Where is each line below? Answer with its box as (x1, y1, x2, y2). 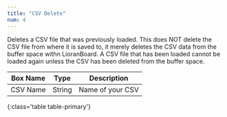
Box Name (11, 73, 46, 83)
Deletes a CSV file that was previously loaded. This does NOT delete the (7, 35, 212, 43)
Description (89, 73, 129, 83)
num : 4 (7, 16, 26, 23)
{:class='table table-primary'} (7, 102, 91, 110)
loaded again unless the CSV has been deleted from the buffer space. (7, 57, 205, 65)
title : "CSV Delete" (7, 10, 67, 17)
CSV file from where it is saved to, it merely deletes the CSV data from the (7, 42, 217, 51)
